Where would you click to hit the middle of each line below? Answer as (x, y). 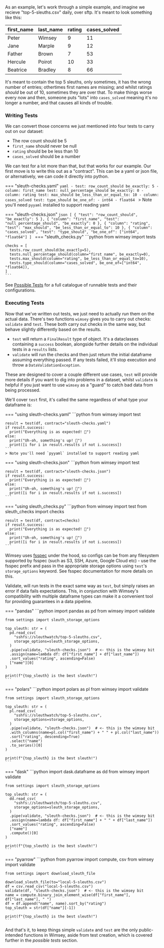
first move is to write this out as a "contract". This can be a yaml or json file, (82, 171)
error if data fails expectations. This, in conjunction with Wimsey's (72, 591)
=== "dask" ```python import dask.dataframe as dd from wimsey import (77, 771)
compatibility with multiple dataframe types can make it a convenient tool (79, 596)
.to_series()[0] (26, 745)
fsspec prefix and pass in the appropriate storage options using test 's (76, 566)
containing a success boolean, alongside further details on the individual (85, 344)
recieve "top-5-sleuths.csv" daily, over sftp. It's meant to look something (79, 12)
